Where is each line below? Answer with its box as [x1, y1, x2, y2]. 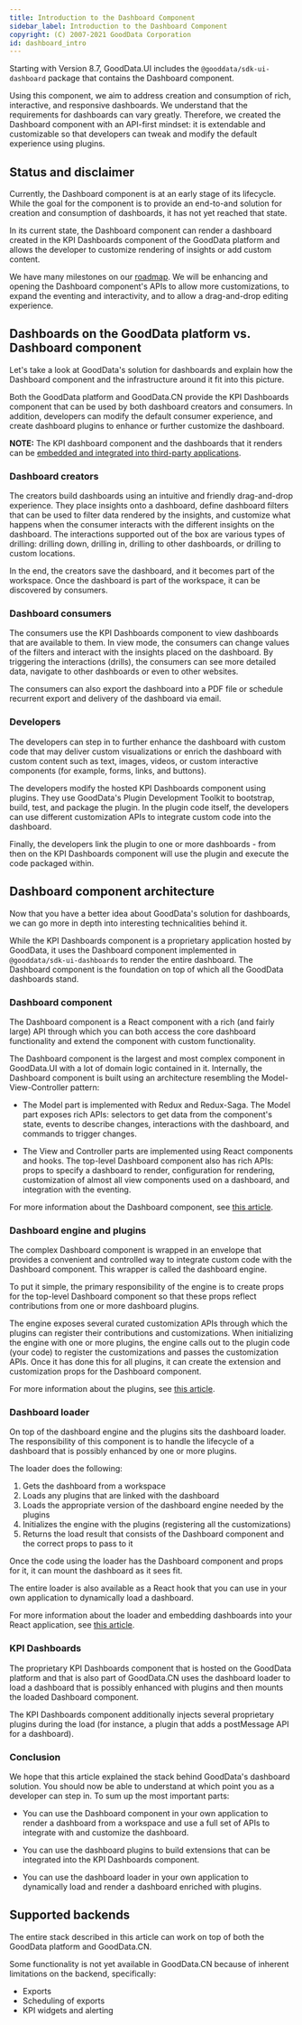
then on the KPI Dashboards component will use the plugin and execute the [9, 848, 289, 859]
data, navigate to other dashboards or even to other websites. [9, 666, 239, 677]
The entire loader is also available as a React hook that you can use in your [9, 1582, 288, 1594]
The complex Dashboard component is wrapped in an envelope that [9, 1245, 261, 1255]
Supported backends [9, 1908, 131, 1923]
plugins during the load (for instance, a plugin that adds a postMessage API [9, 1718, 289, 1730]
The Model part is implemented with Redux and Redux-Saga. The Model [22, 1099, 291, 1110]
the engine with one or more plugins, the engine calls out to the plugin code [9, 1338, 290, 1348]
